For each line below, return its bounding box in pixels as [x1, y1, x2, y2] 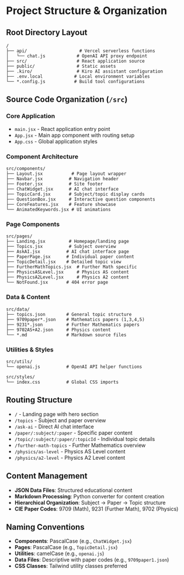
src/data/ [6, 306, 30, 312]
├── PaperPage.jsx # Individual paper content [6, 254, 134, 260]
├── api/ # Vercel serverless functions [6, 48, 156, 54]
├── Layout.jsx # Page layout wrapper [6, 171, 127, 177]
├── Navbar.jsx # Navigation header [6, 175, 119, 182]
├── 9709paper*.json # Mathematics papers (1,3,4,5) [6, 316, 145, 322]
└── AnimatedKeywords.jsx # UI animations [6, 206, 111, 212]
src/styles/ [6, 374, 35, 380]
